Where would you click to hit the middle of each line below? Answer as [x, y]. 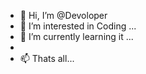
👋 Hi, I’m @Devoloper [63, 15]
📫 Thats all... [47, 58]
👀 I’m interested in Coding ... [78, 26]
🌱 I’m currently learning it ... [76, 36]
